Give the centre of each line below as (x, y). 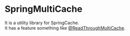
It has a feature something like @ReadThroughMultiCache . (65, 28)
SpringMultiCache (44, 9)
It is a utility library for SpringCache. (42, 23)
